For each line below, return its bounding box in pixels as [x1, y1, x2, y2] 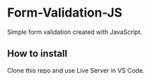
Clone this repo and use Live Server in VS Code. [7, 66, 145, 74]
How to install [7, 48, 68, 60]
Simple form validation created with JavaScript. [7, 28, 143, 36]
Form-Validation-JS [7, 5, 123, 21]
